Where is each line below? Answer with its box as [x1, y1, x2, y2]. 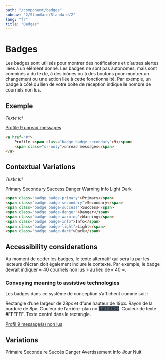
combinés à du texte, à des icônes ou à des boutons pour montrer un [5, 71, 149, 77]
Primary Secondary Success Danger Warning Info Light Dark [5, 186, 132, 192]
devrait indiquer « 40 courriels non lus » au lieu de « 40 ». [5, 266, 126, 273]
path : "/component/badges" [5, 7, 62, 13]
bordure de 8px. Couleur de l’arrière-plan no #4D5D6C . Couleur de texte [5, 306, 157, 312]
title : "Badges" [5, 21, 39, 27]
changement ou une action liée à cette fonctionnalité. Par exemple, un [5, 76, 151, 82]
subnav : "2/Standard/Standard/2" [5, 12, 76, 17]
